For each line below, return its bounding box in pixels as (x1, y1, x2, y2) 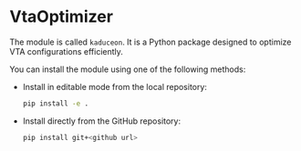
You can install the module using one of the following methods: (9, 64, 246, 75)
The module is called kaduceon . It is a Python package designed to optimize (9, 36, 292, 47)
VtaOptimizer (9, 6, 114, 27)
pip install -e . (22, 98, 89, 108)
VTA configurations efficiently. (9, 45, 123, 56)
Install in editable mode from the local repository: (22, 81, 208, 92)
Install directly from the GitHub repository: (22, 116, 182, 126)
